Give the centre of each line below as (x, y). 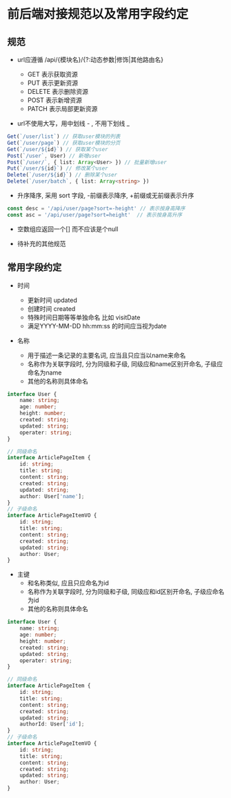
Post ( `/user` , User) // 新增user (54, 156)
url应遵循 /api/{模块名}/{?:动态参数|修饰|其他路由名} (90, 60)
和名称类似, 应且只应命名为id (68, 583)
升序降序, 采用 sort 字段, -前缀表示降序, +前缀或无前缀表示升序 (106, 195)
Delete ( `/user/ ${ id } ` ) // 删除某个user (62, 175)
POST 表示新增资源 (55, 100)
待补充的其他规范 (41, 243)
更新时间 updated (52, 300)
